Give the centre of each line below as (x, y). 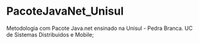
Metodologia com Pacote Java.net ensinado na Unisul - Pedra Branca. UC (99, 28)
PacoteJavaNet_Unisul (65, 11)
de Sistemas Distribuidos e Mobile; (50, 34)
